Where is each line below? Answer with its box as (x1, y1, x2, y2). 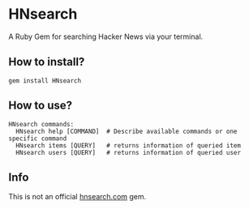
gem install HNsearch (8, 76, 82, 85)
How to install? (8, 55, 85, 69)
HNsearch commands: (8, 120, 75, 128)
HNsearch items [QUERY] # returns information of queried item (15, 141, 242, 150)
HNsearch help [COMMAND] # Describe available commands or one (15, 127, 238, 135)
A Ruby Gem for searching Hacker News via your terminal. (8, 32, 204, 41)
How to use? (8, 99, 73, 113)
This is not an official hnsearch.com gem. (8, 192, 147, 202)
